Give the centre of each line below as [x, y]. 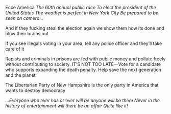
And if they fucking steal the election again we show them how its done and [85, 28]
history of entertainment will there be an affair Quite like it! [67, 106]
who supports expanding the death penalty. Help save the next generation [83, 70]
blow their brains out [27, 33]
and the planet [20, 75]
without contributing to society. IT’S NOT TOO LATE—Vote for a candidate [83, 64]
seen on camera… [24, 18]
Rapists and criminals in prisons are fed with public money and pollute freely [86, 59]
